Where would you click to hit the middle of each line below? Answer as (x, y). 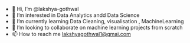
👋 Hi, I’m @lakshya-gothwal (45, 9)
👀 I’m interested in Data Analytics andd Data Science (76, 15)
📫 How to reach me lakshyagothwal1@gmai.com (71, 34)
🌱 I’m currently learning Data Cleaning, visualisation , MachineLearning (98, 21)
